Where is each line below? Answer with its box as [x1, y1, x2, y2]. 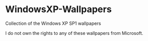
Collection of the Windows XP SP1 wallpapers [5, 20, 101, 26]
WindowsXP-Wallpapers [5, 4, 112, 15]
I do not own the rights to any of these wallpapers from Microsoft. [5, 30, 143, 36]
